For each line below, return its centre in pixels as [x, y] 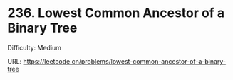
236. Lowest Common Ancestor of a [116, 13]
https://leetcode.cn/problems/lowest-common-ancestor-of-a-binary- [125, 61]
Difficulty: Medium [35, 47]
